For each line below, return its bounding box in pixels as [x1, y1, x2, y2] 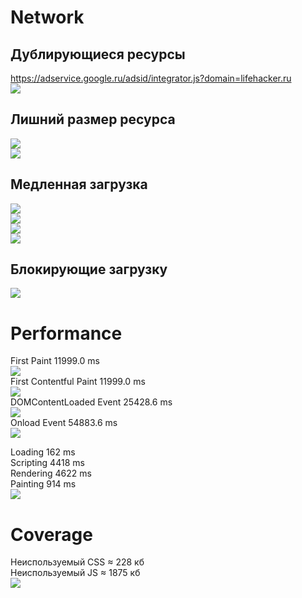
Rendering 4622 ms [10, 467, 92, 480]
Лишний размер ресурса [10, 111, 176, 128]
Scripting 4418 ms [10, 457, 85, 469]
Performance [10, 322, 123, 345]
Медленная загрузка [10, 176, 148, 193]
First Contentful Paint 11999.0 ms [10, 376, 146, 388]
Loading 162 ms [10, 446, 76, 458]
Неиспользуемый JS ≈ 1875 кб [10, 567, 141, 579]
